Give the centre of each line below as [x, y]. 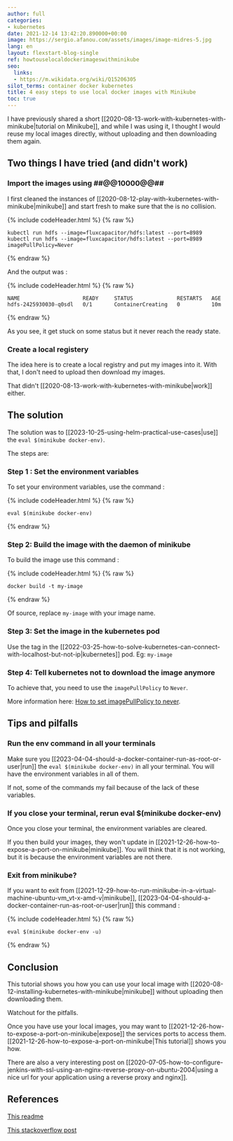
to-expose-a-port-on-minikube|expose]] [66, 1034]
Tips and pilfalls [43, 724]
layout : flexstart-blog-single [53, 53]
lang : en [20, 46]
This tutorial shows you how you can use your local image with [98, 984]
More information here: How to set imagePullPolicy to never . [94, 701]
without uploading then [189, 992]
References [33, 1099]
